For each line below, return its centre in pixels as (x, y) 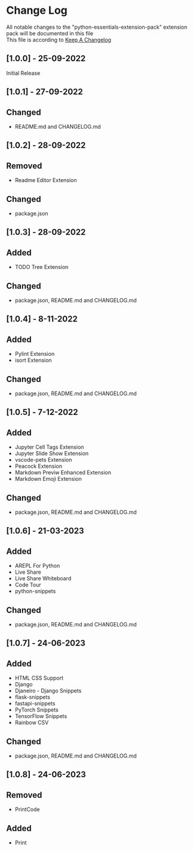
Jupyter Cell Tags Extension (49, 447)
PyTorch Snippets (36, 710)
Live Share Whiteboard (43, 579)
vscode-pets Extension (43, 460)
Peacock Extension (39, 466)
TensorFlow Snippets (41, 716)
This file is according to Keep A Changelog (59, 40)
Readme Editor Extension (46, 180)
